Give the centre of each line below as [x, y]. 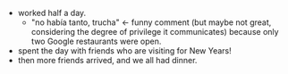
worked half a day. [52, 13]
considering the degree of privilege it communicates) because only [155, 32]
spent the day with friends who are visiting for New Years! [125, 51]
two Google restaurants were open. [96, 41]
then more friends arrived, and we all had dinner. [107, 60]
